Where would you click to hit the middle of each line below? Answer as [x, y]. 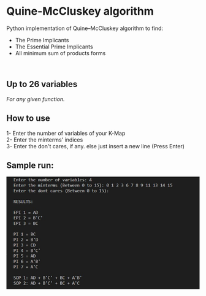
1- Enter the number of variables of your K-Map [66, 133]
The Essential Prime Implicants [54, 47]
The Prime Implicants [42, 40]
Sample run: [30, 165]
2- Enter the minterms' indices [45, 140]
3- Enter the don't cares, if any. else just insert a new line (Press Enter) [96, 146]
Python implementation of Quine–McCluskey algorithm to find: [85, 28]
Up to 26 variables [42, 84]
